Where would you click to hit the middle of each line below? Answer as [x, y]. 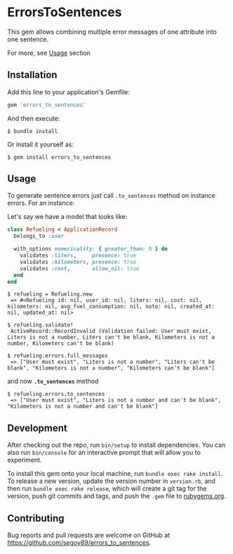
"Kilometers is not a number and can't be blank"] [83, 407]
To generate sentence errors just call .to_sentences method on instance [111, 196]
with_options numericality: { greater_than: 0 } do [91, 249]
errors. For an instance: [41, 203]
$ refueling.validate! [40, 325]
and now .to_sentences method [53, 382]
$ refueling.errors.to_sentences [56, 394]
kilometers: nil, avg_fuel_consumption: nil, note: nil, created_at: [111, 307]
